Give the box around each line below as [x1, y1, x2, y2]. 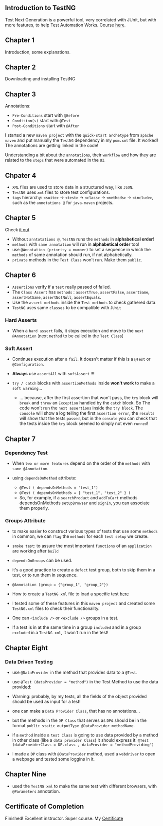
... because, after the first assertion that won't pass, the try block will [19, 395, 159, 401]
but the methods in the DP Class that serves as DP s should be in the [12, 717, 147, 723]
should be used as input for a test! [12, 698, 81, 704]
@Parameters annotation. [12, 788, 60, 794]
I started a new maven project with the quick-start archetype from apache [5, 132, 154, 138]
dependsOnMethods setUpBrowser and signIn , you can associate [19, 500, 150, 506]
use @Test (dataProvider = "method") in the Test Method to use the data [12, 679, 159, 684]
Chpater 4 [5, 171, 36, 180]
